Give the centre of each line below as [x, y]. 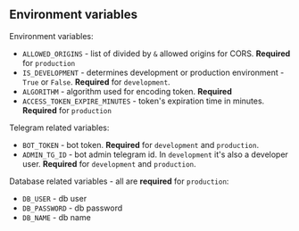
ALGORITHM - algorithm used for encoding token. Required [127, 91]
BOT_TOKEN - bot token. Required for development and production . [141, 144]
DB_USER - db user [54, 198]
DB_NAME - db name [56, 217]
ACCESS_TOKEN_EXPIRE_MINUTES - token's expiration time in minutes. [143, 101]
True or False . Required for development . [96, 82]
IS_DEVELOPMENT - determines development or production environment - [153, 72]
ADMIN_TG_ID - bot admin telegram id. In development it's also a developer [155, 154]
